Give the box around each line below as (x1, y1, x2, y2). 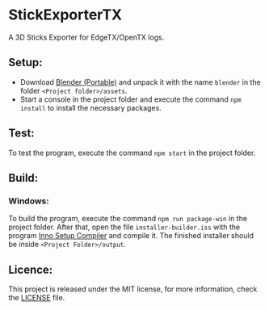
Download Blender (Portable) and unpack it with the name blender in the (19, 77, 261, 86)
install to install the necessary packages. (19, 103, 162, 112)
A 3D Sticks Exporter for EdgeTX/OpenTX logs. (8, 32, 165, 42)
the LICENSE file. (8, 293, 65, 303)
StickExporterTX (8, 6, 123, 24)
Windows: (8, 195, 50, 207)
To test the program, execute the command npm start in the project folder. (8, 148, 256, 157)
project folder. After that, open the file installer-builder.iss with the (8, 222, 241, 232)
